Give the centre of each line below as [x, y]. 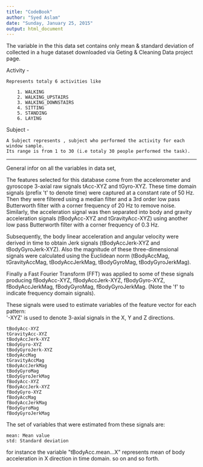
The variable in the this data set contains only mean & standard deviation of [100, 46]
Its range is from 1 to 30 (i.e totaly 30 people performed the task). [98, 152]
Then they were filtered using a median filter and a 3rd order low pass [93, 199]
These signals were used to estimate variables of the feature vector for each [101, 305]
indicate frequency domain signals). [51, 293]
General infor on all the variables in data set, [61, 168]
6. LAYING [30, 118]
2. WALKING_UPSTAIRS [43, 97]
